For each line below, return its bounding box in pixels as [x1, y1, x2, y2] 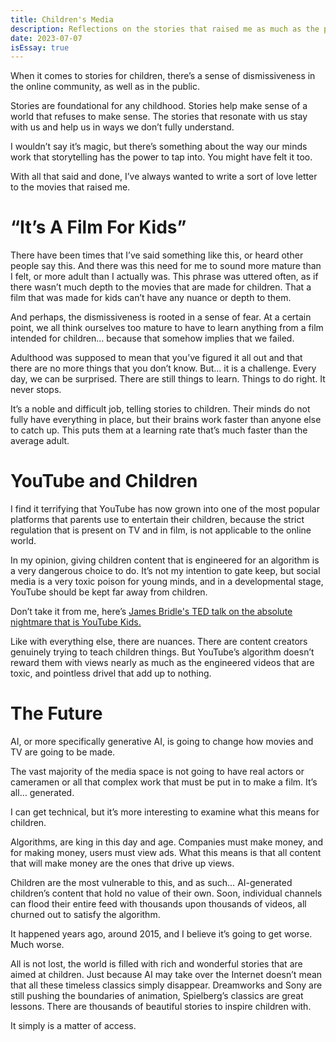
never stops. [10, 384, 62, 396]
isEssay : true [10, 42, 70, 53]
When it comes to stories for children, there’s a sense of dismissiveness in [10, 70, 316, 82]
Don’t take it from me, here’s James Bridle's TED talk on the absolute [10, 606, 293, 618]
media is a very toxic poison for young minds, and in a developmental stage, [10, 576, 324, 588]
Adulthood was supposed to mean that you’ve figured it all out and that [10, 352, 303, 364]
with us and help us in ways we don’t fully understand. [10, 121, 235, 133]
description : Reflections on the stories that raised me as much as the [10, 24, 320, 34]
